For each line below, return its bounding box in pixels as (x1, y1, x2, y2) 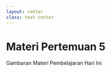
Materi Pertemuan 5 (6, 40, 106, 54)
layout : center (6, 8, 44, 15)
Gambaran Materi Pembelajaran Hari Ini (6, 60, 102, 67)
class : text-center (6, 14, 54, 20)
